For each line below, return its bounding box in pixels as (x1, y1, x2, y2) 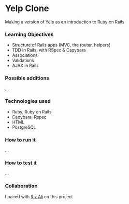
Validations (12, 58, 34, 63)
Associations (12, 52, 38, 58)
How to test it (5, 159, 37, 166)
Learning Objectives (5, 31, 54, 38)
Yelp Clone (5, 3, 49, 14)
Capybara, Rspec (12, 114, 47, 120)
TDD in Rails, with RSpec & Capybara (12, 47, 86, 53)
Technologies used (5, 98, 51, 105)
